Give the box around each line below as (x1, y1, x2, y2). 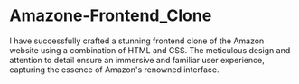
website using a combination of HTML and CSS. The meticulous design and (9, 44, 291, 55)
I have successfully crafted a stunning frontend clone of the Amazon (9, 35, 265, 46)
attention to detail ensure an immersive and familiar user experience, (9, 54, 265, 65)
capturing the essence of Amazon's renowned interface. (9, 64, 220, 75)
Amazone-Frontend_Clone (9, 5, 212, 26)
